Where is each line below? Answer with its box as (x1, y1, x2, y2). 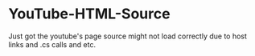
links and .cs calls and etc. (8, 39, 97, 49)
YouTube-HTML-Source (8, 5, 171, 23)
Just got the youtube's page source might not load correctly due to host (8, 31, 248, 41)
